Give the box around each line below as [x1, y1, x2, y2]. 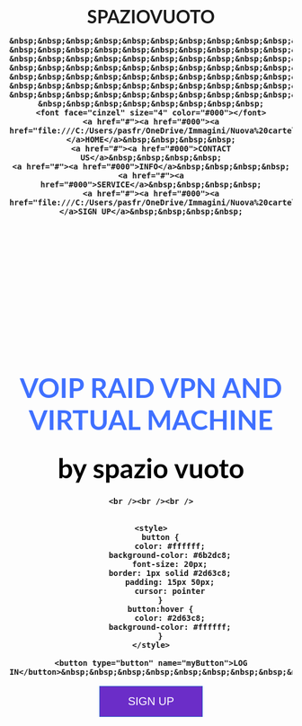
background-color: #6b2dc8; [108, 550, 232, 561]
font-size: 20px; [131, 559, 209, 570]
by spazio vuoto [57, 451, 245, 485]
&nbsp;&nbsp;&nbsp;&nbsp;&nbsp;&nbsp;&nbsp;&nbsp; [38, 99, 264, 109]
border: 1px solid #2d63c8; [108, 568, 232, 579]
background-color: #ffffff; [108, 622, 232, 633]
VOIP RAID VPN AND [19, 370, 283, 404]
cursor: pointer [134, 586, 206, 597]
